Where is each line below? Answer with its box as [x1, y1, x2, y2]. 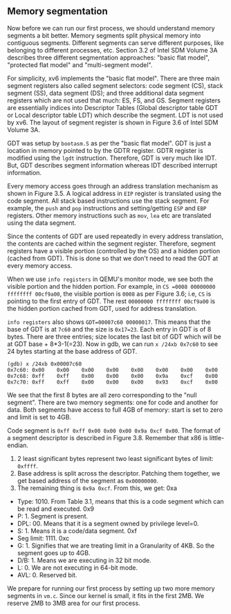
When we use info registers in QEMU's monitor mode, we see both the [7, 275, 214, 283]
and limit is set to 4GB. [7, 413, 71, 421]
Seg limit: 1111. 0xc [17, 534, 70, 542]
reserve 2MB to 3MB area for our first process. [7, 599, 140, 607]
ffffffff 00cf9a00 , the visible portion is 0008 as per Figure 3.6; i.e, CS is [7, 289, 212, 298]
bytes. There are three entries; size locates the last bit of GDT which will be [7, 332, 221, 341]
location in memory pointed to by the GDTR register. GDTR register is [7, 146, 203, 154]
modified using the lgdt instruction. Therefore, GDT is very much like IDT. [7, 154, 216, 162]
